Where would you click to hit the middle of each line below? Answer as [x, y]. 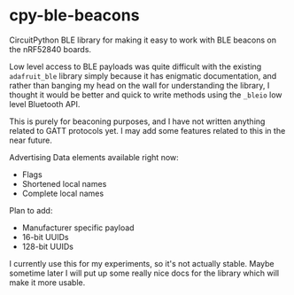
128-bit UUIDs [47, 246]
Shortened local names [64, 183]
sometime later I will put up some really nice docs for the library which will [144, 273]
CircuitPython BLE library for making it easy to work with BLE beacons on [143, 40]
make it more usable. [47, 282]
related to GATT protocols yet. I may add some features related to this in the [147, 130]
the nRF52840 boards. [50, 49]
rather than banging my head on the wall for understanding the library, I [139, 85]
